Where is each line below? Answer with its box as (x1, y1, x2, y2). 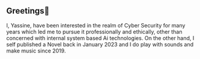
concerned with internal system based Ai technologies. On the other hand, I (6, 34, 195, 42)
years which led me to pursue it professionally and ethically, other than (6, 28, 182, 35)
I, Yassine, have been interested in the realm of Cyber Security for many (6, 21, 185, 29)
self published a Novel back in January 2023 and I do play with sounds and (6, 41, 194, 48)
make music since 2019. (6, 47, 66, 54)
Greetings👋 (6, 6, 50, 16)
